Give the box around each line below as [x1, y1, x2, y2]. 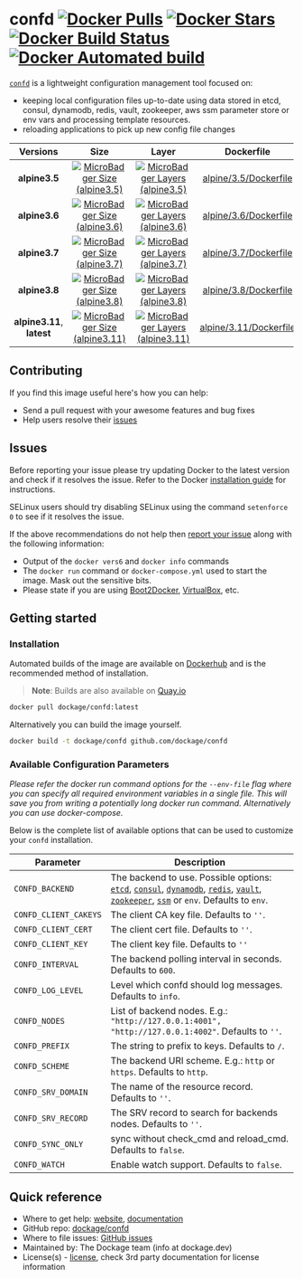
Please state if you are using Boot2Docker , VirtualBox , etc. [22, 584, 240, 595]
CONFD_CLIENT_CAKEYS [14, 910, 102, 920]
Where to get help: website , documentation [22, 1213, 183, 1225]
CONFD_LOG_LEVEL [14, 986, 84, 996]
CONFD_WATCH [14, 1160, 66, 1170]
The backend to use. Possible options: [110, 871, 272, 884]
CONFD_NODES [14, 1016, 66, 1027]
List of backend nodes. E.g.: [110, 1005, 228, 1018]
